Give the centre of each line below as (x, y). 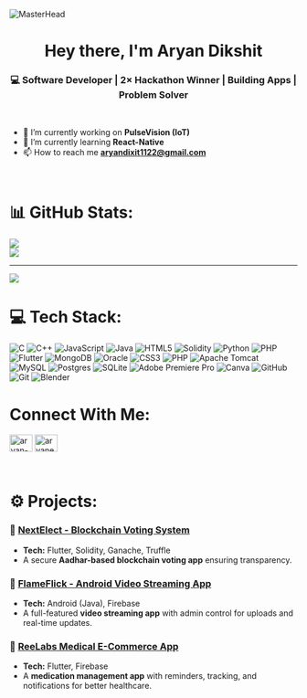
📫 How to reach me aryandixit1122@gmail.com (114, 153)
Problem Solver (153, 95)
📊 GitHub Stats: (72, 212)
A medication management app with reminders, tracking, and (140, 676)
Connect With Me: (80, 414)
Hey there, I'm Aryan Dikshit (153, 51)
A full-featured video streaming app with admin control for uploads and (158, 613)
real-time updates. (58, 623)
